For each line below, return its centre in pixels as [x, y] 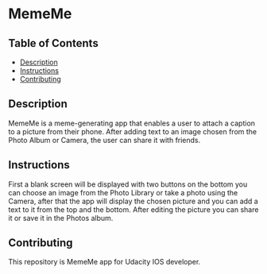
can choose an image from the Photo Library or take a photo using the [123, 192]
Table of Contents [54, 43]
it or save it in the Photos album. [61, 218]
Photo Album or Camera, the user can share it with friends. [104, 140]
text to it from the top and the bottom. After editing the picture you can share [133, 209]
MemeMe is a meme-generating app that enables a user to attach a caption [132, 123]
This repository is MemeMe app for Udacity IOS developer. [104, 262]
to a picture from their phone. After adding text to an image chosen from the [133, 131]
